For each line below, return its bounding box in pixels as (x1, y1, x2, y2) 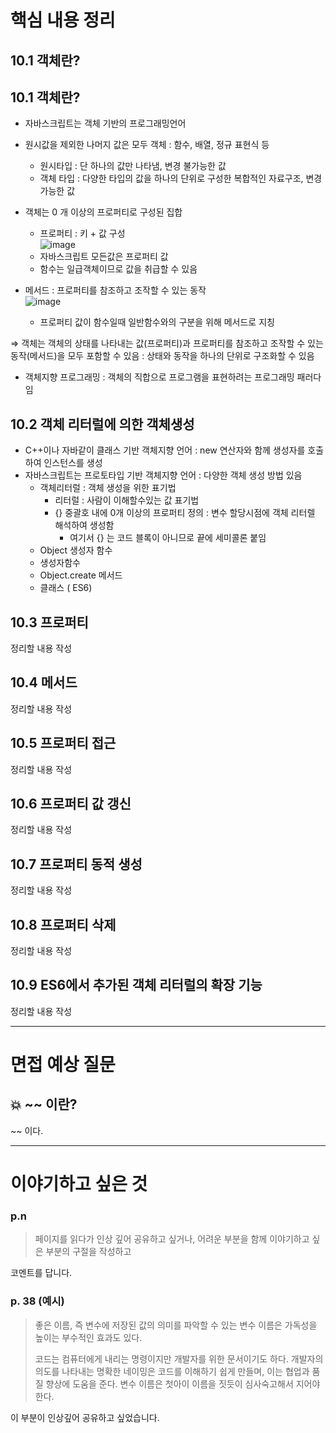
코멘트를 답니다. (10, 1267, 73, 1279)
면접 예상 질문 (10, 1054, 116, 1076)
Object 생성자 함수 (39, 544, 113, 556)
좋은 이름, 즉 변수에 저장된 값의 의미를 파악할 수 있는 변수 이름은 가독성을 (34, 1319, 318, 1331)
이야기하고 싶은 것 (10, 1173, 148, 1196)
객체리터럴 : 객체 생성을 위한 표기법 (39, 482, 177, 494)
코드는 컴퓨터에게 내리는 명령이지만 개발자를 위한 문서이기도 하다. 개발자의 (34, 1352, 324, 1365)
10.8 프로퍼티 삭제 (10, 916, 117, 933)
